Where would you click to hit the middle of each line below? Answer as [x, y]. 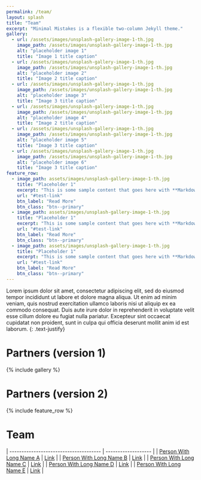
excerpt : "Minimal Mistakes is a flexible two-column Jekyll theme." [95, 28]
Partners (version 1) [56, 353]
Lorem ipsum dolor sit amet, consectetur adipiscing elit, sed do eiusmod [95, 291]
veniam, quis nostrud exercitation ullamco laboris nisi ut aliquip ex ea [91, 303]
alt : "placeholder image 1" [52, 51]
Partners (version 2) [57, 394]
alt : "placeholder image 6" [52, 162]
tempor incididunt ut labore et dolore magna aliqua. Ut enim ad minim [92, 297]
